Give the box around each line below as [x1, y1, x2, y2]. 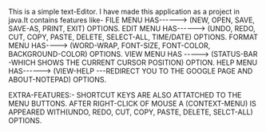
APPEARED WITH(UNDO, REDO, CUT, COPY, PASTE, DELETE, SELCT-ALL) [8, 107, 253, 117]
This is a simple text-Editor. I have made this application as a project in [8, 7, 240, 16]
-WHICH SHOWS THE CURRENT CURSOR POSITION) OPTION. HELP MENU [8, 58, 258, 67]
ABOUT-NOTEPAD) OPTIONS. [8, 75, 107, 84]
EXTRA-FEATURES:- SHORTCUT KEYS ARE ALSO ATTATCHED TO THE [8, 90, 242, 99]
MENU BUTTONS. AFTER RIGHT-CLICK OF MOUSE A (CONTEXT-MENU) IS [8, 99, 257, 108]
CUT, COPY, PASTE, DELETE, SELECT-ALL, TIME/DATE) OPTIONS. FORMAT [8, 32, 258, 42]
